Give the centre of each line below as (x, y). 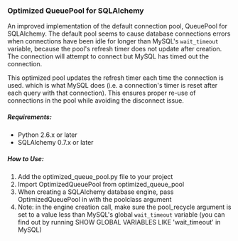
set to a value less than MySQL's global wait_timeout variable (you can (121, 215)
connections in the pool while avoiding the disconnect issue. (96, 101)
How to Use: (26, 158)
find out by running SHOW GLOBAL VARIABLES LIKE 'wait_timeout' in (119, 222)
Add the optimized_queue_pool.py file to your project (95, 177)
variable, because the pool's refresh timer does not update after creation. (115, 49)
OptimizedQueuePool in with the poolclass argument (94, 200)
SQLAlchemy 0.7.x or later (55, 143)
